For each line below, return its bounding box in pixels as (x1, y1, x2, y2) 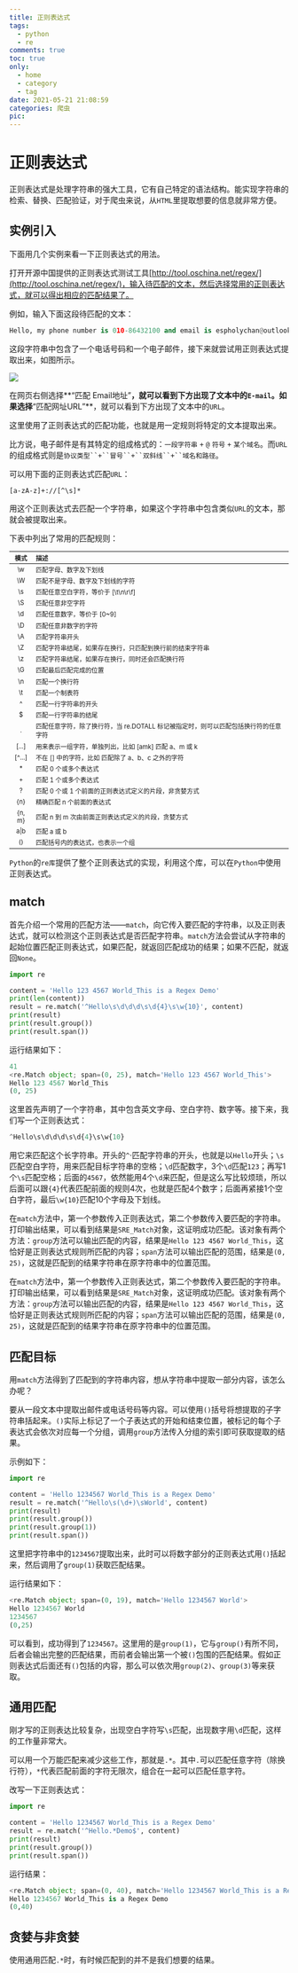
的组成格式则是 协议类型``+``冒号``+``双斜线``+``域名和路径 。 (9, 450, 223, 460)
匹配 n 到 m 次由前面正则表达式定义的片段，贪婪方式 (35, 812, 189, 821)
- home (17, 71, 42, 80)
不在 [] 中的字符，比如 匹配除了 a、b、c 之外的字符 (35, 753, 184, 763)
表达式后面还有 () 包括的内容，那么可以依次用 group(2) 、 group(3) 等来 (16, 1660, 268, 1671)
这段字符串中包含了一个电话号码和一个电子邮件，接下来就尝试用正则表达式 (9, 343, 281, 354)
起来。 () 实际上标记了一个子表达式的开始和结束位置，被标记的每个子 (32, 1415, 282, 1426)
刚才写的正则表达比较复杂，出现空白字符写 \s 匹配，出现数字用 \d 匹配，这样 (9, 1725, 282, 1735)
